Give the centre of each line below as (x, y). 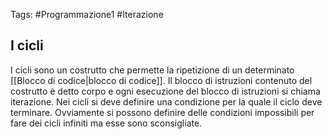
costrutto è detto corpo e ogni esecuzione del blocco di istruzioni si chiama (165, 91)
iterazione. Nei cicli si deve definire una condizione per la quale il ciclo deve (166, 101)
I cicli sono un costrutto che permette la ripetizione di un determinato (152, 70)
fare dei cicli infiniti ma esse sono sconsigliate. (106, 123)
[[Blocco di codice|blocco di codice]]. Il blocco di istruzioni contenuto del (161, 80)
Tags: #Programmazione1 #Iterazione (87, 14)
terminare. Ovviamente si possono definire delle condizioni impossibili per (162, 112)
